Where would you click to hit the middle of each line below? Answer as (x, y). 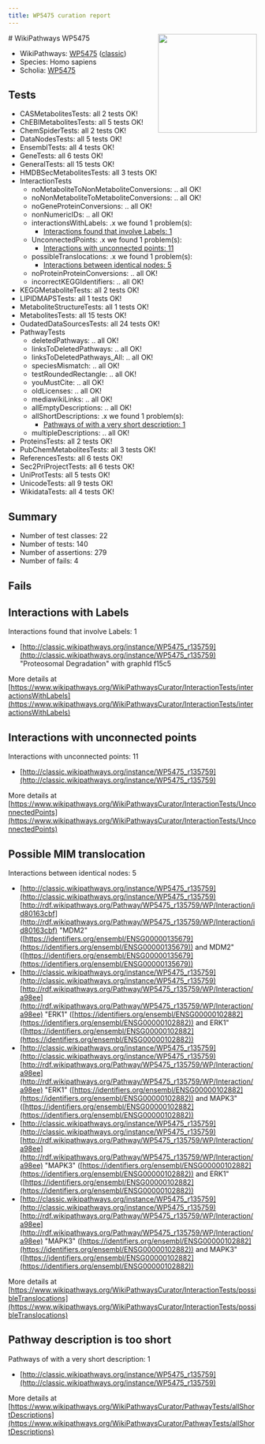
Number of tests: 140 (54, 544)
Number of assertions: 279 (63, 552)
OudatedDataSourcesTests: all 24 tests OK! (90, 324)
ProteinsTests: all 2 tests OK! (66, 441)
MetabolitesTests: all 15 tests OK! (73, 315)
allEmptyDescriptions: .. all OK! (82, 408)
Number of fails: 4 (49, 561)
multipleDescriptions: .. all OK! (80, 433)
